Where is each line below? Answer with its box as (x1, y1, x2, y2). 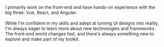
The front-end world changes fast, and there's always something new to (5, 31, 154, 36)
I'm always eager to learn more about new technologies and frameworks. (5, 25, 156, 31)
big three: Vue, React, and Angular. (5, 9, 77, 15)
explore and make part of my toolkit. (5, 36, 80, 42)
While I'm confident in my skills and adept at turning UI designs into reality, (5, 20, 159, 26)
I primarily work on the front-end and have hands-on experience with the (5, 4, 156, 10)
